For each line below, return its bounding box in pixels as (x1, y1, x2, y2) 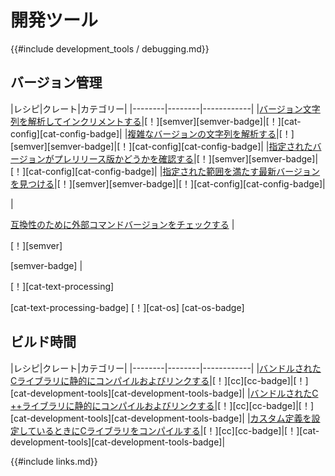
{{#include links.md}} (10, 455, 98, 467)
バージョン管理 (10, 74, 103, 91)
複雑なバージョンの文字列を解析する (127, 127, 277, 140)
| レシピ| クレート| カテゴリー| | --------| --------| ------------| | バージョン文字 (10, 102, 321, 115)
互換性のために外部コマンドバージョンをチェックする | (10, 218, 235, 230)
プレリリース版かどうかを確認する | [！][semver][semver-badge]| (53, 152, 319, 165)
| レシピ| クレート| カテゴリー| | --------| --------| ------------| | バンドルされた (10, 362, 322, 374)
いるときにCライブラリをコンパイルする (36, 424, 201, 436)
